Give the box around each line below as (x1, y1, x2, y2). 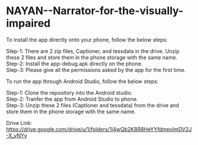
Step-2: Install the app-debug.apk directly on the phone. (6, 60, 143, 67)
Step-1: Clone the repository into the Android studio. (6, 89, 133, 96)
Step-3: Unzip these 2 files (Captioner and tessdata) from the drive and (6, 101, 180, 108)
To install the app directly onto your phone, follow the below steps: (6, 36, 168, 43)
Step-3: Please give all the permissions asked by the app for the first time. (6, 66, 186, 73)
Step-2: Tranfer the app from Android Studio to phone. (6, 95, 138, 103)
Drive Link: (6, 119, 32, 126)
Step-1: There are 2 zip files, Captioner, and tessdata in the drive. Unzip (6, 47, 180, 54)
